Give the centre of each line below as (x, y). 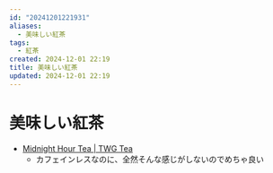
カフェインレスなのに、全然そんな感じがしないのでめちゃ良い (150, 159)
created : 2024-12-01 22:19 (60, 59)
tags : (19, 43)
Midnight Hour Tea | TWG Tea (77, 148)
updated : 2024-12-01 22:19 (60, 76)
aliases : (26, 26)
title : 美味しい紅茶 (44, 68)
